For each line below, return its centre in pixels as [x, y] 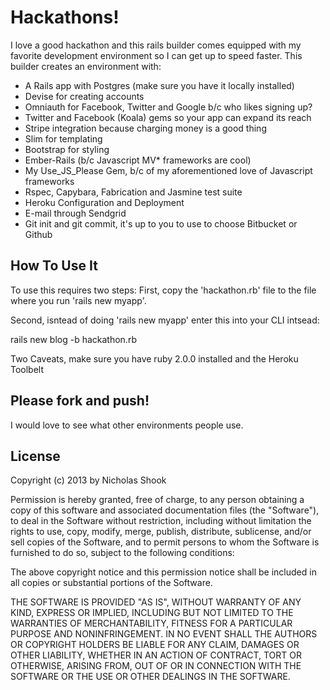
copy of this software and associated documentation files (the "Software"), [165, 510]
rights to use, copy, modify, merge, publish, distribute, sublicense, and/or [161, 532]
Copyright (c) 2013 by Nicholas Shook [88, 480]
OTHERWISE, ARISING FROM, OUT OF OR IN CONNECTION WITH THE [156, 666]
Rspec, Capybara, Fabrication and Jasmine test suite [133, 192]
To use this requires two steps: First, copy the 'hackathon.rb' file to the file [163, 290]
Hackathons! [65, 17]
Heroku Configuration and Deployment [104, 202]
